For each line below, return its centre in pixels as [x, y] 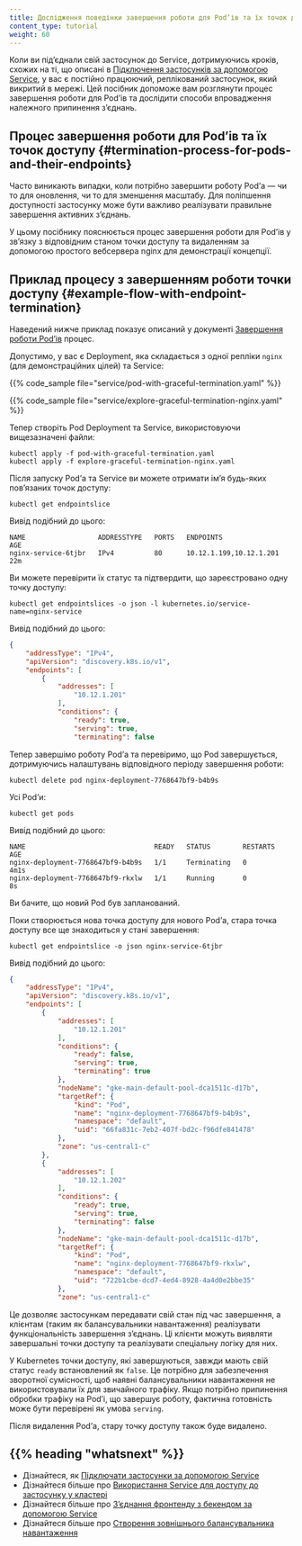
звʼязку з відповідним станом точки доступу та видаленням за [129, 242]
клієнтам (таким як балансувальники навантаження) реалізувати [135, 1324]
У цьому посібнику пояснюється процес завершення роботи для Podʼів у [150, 232]
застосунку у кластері [65, 1495]
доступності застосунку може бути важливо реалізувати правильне [141, 205]
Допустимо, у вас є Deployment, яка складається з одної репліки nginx [146, 356]
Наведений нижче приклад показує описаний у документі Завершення [146, 329]
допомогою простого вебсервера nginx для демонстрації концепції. [141, 251]
